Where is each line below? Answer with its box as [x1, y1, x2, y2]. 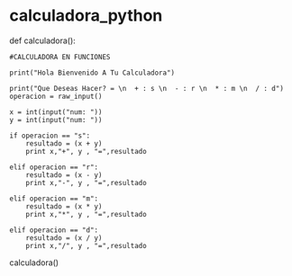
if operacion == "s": [9, 131, 91, 140]
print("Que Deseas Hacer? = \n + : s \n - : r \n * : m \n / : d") [9, 84, 284, 93]
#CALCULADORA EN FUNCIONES [9, 52, 111, 61]
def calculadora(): [9, 35, 77, 46]
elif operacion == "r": [9, 163, 99, 172]
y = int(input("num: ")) [9, 115, 103, 124]
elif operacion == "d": [9, 226, 99, 235]
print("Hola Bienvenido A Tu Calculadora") [9, 68, 176, 77]
